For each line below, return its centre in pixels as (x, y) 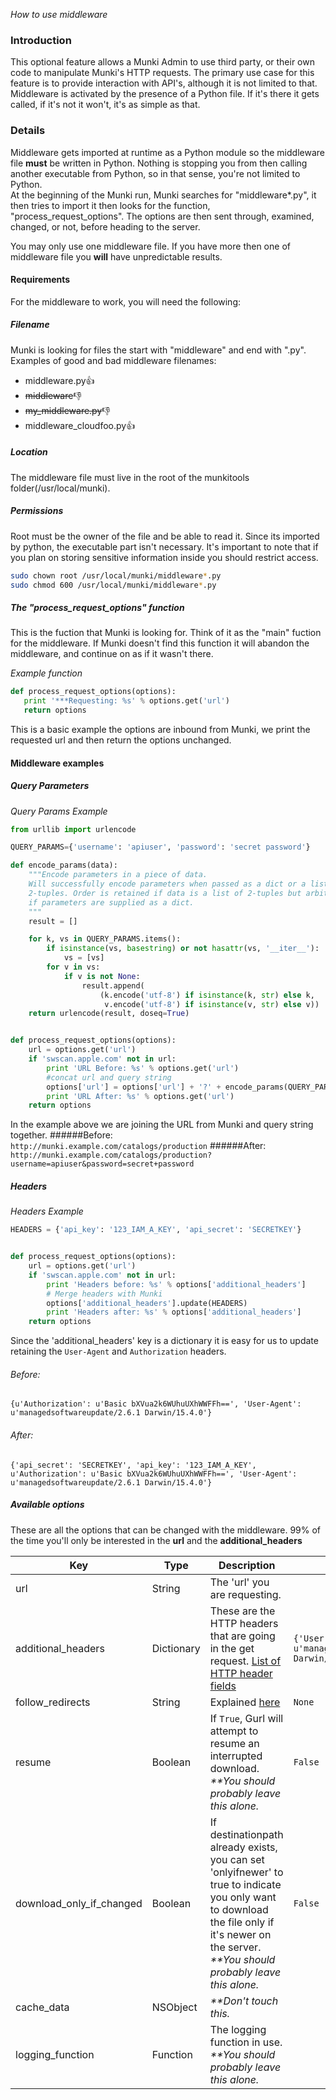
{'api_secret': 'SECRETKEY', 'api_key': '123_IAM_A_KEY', (133, 1465)
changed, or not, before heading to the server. (105, 226)
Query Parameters (50, 786)
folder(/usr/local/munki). (60, 488)
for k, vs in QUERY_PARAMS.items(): (105, 939)
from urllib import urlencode (73, 829)
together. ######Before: (61, 1135)
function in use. (246, 2042)
